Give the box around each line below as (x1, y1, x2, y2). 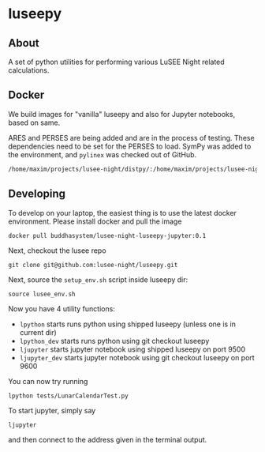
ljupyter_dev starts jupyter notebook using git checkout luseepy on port (19, 352, 255, 362)
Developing (8, 187, 65, 201)
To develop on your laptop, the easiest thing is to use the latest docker (8, 208, 237, 217)
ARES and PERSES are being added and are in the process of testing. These (8, 133, 255, 142)
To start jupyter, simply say (8, 405, 96, 415)
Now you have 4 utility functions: (8, 303, 116, 313)
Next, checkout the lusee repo (8, 246, 106, 255)
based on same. (8, 118, 61, 127)
